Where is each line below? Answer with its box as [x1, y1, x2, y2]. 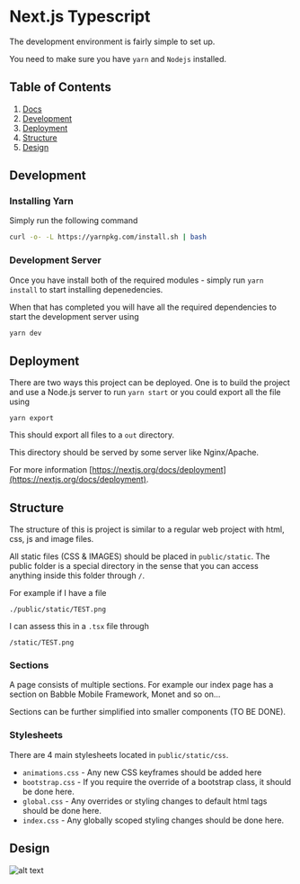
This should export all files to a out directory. [9, 429, 175, 440]
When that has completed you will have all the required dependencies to [9, 302, 277, 312]
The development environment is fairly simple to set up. [9, 36, 216, 47]
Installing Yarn [9, 195, 74, 208]
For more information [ [9, 465, 93, 475]
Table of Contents [9, 79, 112, 95]
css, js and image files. [9, 534, 94, 545]
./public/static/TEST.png [9, 605, 106, 614]
